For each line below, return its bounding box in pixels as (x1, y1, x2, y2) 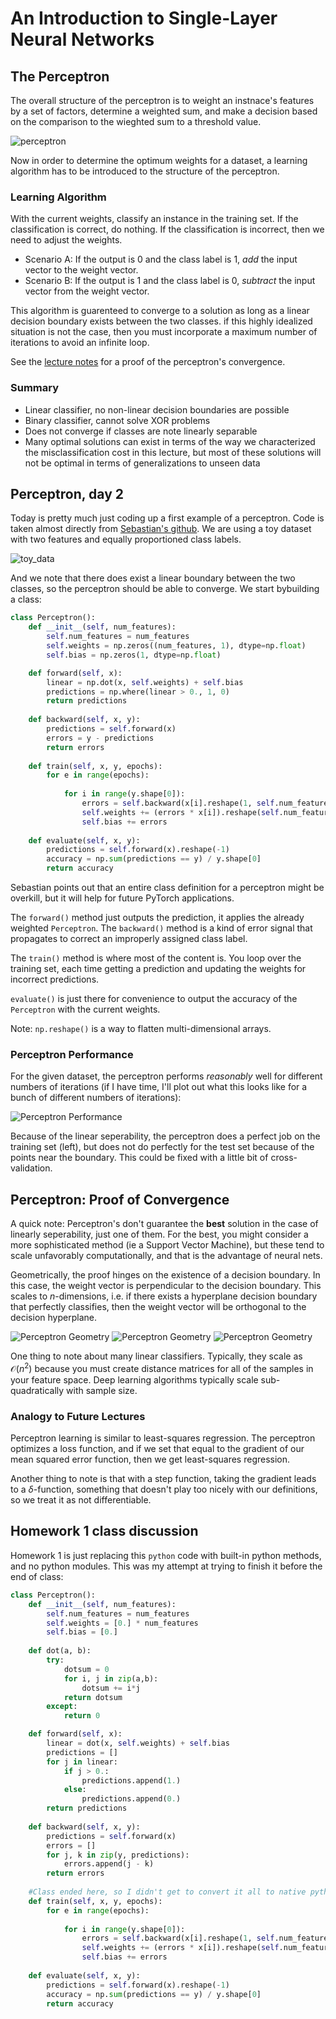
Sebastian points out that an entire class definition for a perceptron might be (10, 882, 325, 894)
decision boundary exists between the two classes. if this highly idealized (10, 315, 313, 327)
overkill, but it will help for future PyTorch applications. (10, 892, 235, 904)
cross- (270, 1152, 298, 1164)
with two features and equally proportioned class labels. (10, 533, 242, 546)
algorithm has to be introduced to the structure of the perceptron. (10, 165, 280, 177)
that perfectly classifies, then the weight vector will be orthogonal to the (10, 1301, 307, 1313)
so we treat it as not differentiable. (10, 1494, 152, 1506)
